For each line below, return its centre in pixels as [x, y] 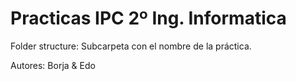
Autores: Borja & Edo [53, 65]
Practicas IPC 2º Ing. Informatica [148, 18]
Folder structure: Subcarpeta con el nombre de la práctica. [131, 46]
